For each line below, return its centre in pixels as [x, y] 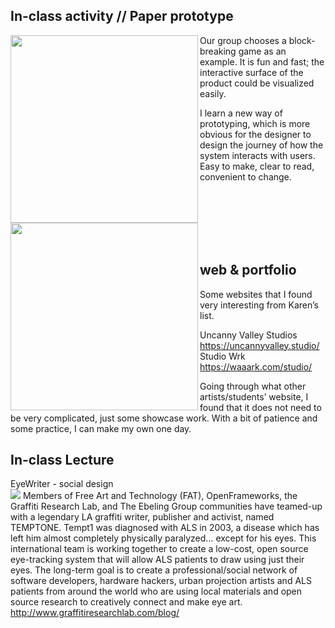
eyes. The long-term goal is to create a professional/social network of [154, 570]
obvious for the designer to [255, 134]
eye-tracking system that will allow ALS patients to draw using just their [157, 560]
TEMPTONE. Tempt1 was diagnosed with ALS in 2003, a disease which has [165, 528]
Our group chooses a [243, 40]
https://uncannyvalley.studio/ [259, 345]
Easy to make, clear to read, [257, 166]
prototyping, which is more [255, 123]
